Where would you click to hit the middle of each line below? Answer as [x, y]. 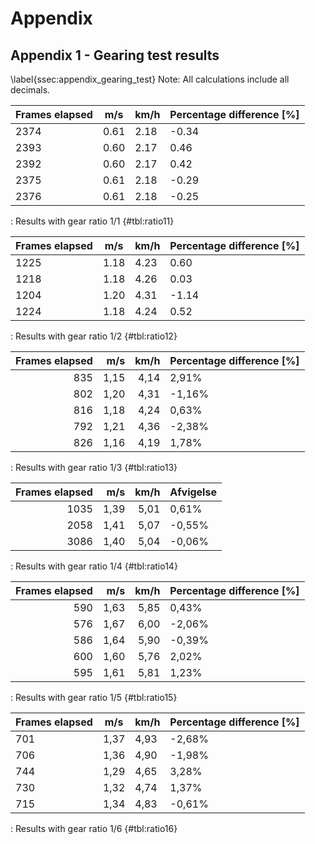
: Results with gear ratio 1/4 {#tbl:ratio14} [94, 566]
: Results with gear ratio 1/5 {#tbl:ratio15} [94, 697]
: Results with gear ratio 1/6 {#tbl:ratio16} [94, 828]
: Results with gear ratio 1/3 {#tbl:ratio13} [94, 467]
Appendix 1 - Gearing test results [115, 55]
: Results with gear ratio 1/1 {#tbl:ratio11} [92, 221]
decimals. [30, 90]
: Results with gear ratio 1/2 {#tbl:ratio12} [94, 336]
